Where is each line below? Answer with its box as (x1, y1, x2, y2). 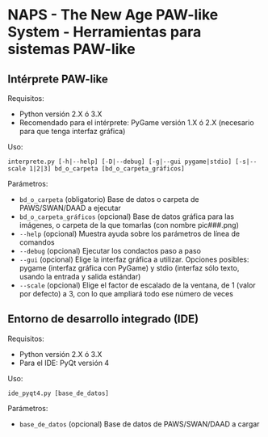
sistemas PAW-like (7, 40, 136, 58)
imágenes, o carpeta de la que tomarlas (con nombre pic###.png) (19, 221, 240, 229)
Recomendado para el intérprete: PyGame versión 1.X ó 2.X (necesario (19, 118, 255, 127)
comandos (19, 237, 55, 247)
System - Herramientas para (7, 23, 202, 41)
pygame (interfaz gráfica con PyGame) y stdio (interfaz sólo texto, (19, 263, 240, 272)
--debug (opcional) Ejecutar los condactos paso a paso (19, 246, 201, 255)
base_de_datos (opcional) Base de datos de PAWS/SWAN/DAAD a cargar (19, 418, 260, 429)
